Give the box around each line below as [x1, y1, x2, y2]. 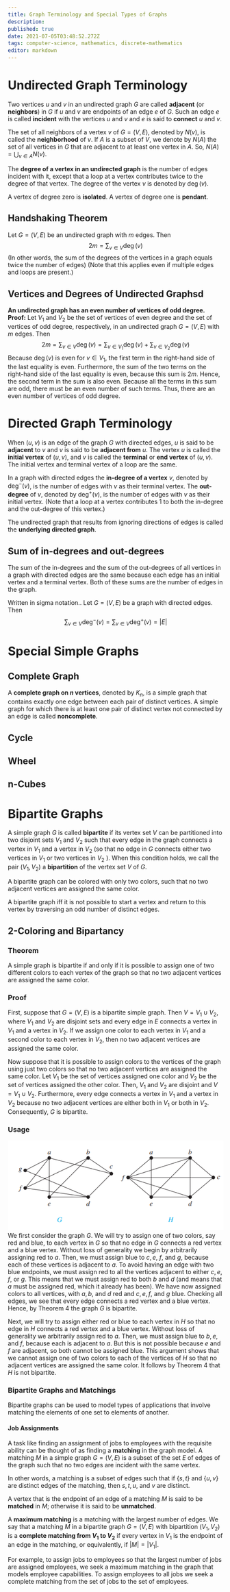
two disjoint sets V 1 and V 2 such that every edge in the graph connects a [8, 836, 213, 846]
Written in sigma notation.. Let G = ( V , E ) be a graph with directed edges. [8, 598, 213, 606]
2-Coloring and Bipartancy [8, 925, 125, 936]
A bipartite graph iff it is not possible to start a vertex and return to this [8, 898, 207, 906]
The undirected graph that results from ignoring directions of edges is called [8, 518, 223, 527]
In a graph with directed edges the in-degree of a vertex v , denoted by [8, 473, 208, 482]
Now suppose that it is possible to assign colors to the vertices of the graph [8, 1057, 221, 1065]
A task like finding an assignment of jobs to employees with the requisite [8, 1439, 212, 1447]
